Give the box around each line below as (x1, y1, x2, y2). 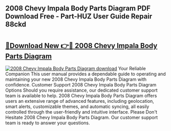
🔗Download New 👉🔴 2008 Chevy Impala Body (5, 41, 158, 50)
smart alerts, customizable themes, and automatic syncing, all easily (5, 103, 149, 110)
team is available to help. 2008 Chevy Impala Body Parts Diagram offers (5, 93, 157, 99)
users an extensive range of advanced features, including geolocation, (5, 98, 155, 104)
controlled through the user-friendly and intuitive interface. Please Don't (5, 109, 158, 115)
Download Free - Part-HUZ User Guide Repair (5, 12, 153, 21)
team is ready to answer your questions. (5, 120, 90, 126)
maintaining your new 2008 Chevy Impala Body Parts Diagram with (5, 76, 147, 82)
